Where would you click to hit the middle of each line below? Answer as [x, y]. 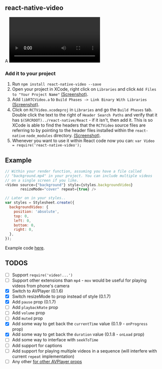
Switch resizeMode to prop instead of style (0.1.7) [61, 297]
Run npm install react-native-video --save [57, 84]
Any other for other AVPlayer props [47, 361]
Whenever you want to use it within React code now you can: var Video [83, 141]
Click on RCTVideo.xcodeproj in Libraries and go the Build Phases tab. [82, 110]
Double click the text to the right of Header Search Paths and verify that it [85, 115]
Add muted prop [27, 318]
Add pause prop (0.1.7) [34, 302]
